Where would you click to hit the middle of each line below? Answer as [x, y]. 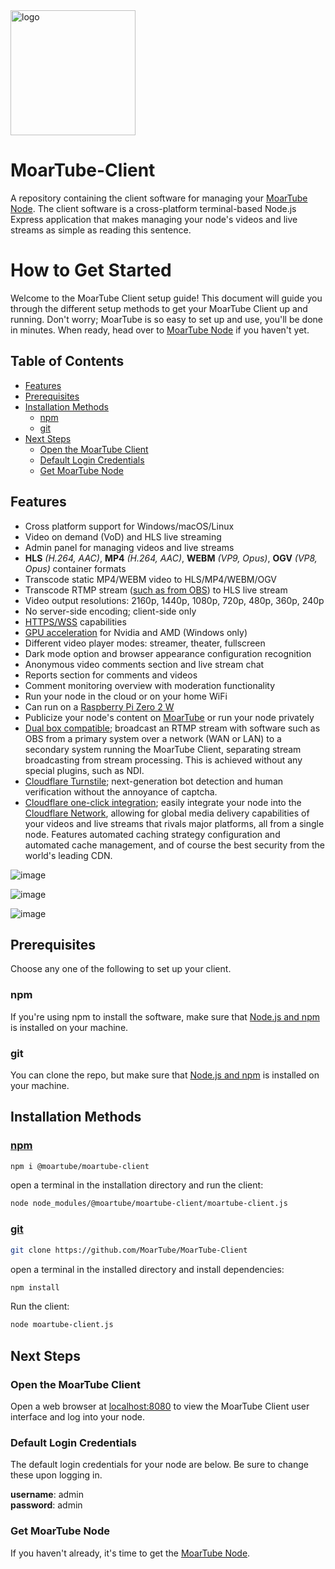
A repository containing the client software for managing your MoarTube [159, 198]
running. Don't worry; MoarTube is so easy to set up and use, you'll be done [167, 319]
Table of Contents [67, 361]
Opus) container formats [75, 568]
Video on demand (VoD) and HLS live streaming [123, 536]
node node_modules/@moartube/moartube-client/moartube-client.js [149, 1204]
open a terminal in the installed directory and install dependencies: [147, 1269]
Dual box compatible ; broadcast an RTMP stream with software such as [172, 728]
